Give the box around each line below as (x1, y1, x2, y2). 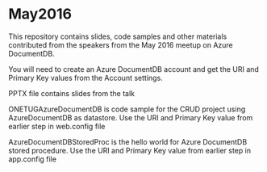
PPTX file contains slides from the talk (8, 88, 136, 98)
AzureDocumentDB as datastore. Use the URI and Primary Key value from (8, 112, 253, 122)
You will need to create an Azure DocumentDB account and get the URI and (8, 64, 260, 73)
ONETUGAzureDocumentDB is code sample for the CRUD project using (8, 104, 246, 114)
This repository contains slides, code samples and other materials (8, 31, 227, 41)
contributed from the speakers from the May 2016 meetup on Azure (8, 40, 234, 49)
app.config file (8, 154, 56, 164)
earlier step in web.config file (8, 121, 106, 131)
